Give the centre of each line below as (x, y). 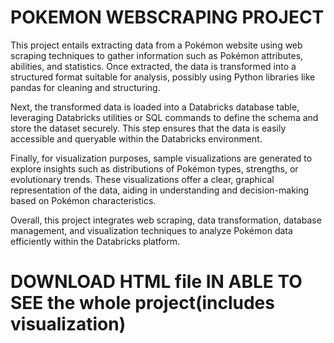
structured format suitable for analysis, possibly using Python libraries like (163, 77)
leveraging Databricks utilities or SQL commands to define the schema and (164, 117)
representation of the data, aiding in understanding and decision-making (160, 190)
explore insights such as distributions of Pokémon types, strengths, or (154, 168)
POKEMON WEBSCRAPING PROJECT (167, 17)
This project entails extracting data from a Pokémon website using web (156, 45)
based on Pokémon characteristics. (83, 200)
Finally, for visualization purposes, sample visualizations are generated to (161, 158)
